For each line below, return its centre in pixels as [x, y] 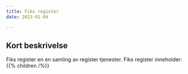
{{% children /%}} [28, 66]
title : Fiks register [33, 11]
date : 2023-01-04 [27, 17]
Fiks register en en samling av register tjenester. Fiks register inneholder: [94, 59]
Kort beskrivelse [37, 45]
